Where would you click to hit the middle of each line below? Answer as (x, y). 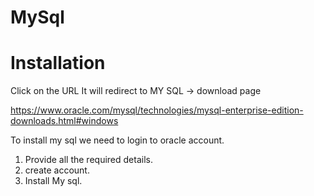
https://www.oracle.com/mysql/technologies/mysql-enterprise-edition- (157, 110)
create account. (57, 170)
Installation (58, 63)
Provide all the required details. (88, 160)
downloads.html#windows (64, 121)
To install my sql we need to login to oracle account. (117, 140)
